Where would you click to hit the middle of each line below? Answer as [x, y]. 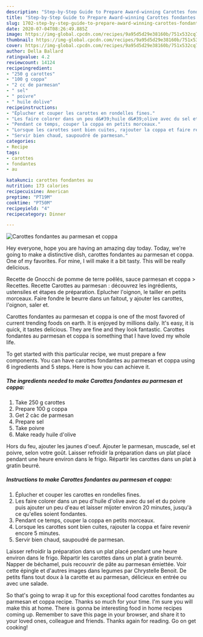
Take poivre [30, 428]
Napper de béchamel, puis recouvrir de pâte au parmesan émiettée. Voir [96, 564]
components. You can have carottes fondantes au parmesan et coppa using [101, 361]
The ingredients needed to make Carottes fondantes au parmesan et [95, 381]
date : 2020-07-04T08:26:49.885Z [47, 29]
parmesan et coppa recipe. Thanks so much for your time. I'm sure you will [100, 602]
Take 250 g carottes [40, 402]
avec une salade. [27, 584]
